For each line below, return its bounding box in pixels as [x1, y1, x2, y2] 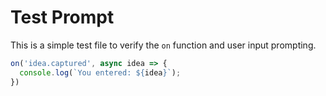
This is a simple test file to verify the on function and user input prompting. [10, 39, 317, 51]
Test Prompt [10, 6, 115, 29]
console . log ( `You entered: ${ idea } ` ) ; [19, 67, 182, 78]
